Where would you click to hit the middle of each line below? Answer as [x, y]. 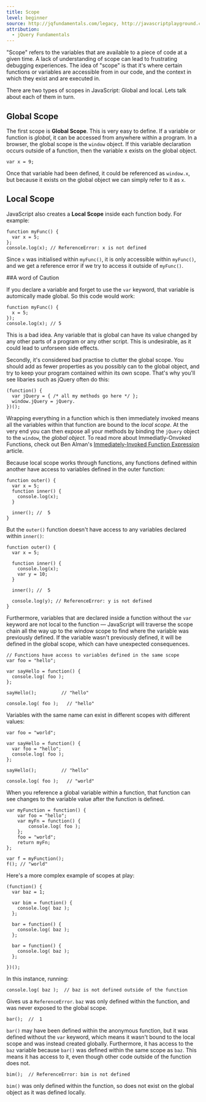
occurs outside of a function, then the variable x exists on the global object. [102, 150]
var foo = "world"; [31, 733]
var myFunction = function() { [46, 810]
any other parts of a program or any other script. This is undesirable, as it [99, 341]
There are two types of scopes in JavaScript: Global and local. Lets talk [97, 90]
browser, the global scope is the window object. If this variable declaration [99, 144]
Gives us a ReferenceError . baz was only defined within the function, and [98, 1001]
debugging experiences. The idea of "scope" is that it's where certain [94, 66]
